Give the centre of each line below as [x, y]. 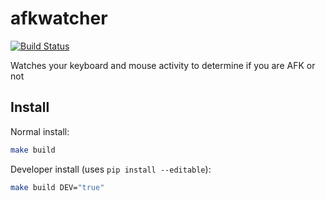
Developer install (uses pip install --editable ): [111, 169]
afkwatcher [59, 18]
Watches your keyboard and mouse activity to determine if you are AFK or [163, 65]
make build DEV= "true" [57, 187]
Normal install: [40, 131]
